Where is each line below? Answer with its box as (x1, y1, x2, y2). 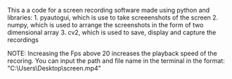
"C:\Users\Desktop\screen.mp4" (7, 64, 102, 72)
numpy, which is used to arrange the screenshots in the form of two (7, 21, 204, 29)
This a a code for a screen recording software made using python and (7, 6, 210, 14)
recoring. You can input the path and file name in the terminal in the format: (7, 57, 225, 65)
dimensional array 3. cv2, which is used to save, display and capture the (7, 28, 217, 36)
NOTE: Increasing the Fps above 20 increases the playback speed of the (7, 49, 218, 57)
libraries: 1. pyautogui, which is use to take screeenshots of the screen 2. (7, 13, 219, 22)
